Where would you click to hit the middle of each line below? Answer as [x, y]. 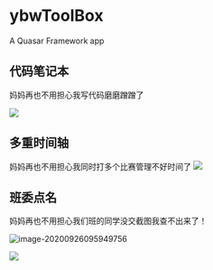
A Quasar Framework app [57, 41]
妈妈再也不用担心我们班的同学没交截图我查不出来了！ [108, 221]
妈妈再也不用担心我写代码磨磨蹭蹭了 [77, 95]
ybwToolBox [56, 16]
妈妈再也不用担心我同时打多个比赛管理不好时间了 [100, 166]
